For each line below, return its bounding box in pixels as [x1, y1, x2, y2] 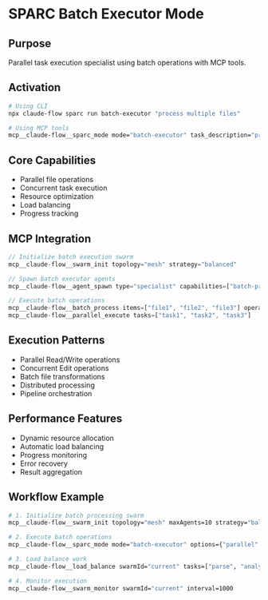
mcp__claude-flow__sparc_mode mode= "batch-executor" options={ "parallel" [8, 541, 259, 549]
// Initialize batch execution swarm [8, 252, 134, 260]
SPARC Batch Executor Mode [8, 5, 205, 23]
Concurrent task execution [19, 183, 108, 193]
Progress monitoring [19, 450, 88, 459]
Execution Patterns [8, 333, 105, 348]
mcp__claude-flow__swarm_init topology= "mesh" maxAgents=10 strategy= [8, 519, 248, 527]
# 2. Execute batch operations [8, 533, 112, 542]
